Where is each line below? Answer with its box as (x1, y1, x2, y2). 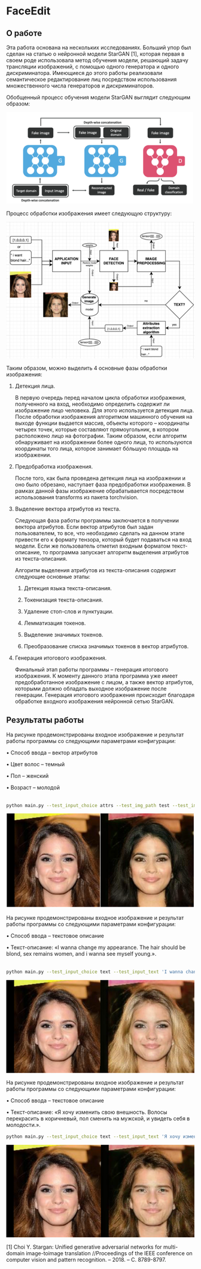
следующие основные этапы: (14, 573, 91, 580)
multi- (163, 1243, 178, 1250)
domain (6, 1250, 25, 1257)
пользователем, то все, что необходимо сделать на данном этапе (14, 529, 185, 537)
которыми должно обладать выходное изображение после (14, 685, 167, 692)
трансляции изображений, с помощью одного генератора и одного (6, 63, 179, 70)
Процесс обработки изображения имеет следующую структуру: (6, 210, 172, 217)
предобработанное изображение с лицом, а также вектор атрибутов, (14, 678, 194, 685)
